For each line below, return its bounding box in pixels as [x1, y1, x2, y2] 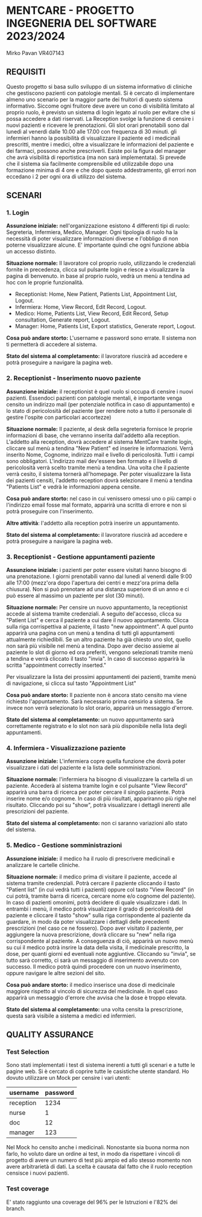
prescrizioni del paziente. [6, 808, 69, 815]
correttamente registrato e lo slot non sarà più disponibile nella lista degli [6, 722, 187, 730]
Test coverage [6, 1184, 49, 1193]
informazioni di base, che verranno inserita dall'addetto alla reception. [6, 432, 180, 439]
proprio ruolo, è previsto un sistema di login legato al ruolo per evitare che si [6, 108, 196, 115]
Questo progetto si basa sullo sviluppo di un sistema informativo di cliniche [6, 83, 192, 90]
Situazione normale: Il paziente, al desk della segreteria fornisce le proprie [6, 425, 193, 432]
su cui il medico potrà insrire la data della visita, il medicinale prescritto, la [6, 944, 189, 951]
